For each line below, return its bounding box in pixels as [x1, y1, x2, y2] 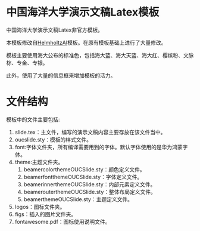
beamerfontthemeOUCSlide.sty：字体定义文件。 [23, 173, 143, 180]
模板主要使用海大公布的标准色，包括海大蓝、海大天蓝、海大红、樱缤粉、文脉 [6, 51, 194, 58]
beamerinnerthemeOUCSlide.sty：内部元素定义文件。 [23, 180, 156, 188]
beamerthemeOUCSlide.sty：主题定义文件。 [23, 195, 133, 203]
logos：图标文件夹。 [14, 203, 65, 210]
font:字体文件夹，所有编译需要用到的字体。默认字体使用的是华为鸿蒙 [14, 143, 183, 150]
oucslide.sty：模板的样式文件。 [14, 135, 92, 143]
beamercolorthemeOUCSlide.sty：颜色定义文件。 [23, 165, 145, 173]
